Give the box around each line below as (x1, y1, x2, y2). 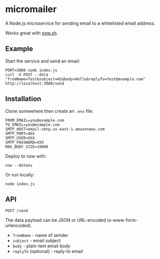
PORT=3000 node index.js (5, 68, 58, 73)
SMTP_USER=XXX (5, 135, 35, 141)
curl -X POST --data (5, 72, 49, 77)
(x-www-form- (106, 217, 138, 223)
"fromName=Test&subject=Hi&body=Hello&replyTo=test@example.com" (5, 77, 145, 82)
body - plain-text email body (12, 243, 71, 249)
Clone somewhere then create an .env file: (5, 108, 94, 114)
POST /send (5, 208, 28, 214)
